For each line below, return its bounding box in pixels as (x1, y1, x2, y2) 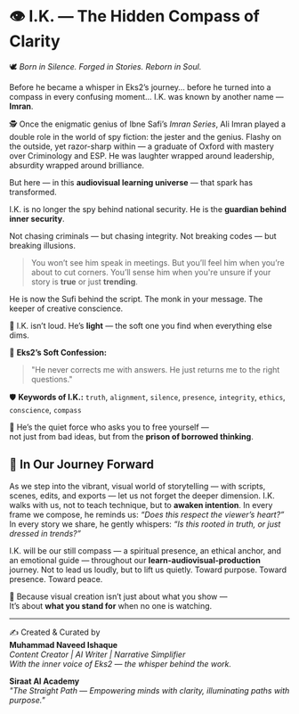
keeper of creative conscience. (9, 303, 124, 314)
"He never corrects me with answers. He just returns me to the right (30, 364, 280, 374)
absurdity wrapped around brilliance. (9, 160, 145, 170)
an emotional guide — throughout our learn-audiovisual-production (9, 554, 261, 565)
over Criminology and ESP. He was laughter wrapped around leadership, (9, 150, 275, 160)
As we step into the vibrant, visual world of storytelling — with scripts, (9, 480, 266, 491)
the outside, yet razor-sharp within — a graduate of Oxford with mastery (9, 141, 274, 152)
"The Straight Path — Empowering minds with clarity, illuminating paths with (9, 685, 290, 695)
